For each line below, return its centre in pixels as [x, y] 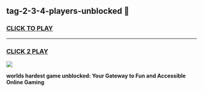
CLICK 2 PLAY [27, 51]
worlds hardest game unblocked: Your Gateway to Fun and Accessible [96, 76]
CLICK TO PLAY [30, 28]
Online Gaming [25, 82]
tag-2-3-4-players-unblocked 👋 [68, 11]
